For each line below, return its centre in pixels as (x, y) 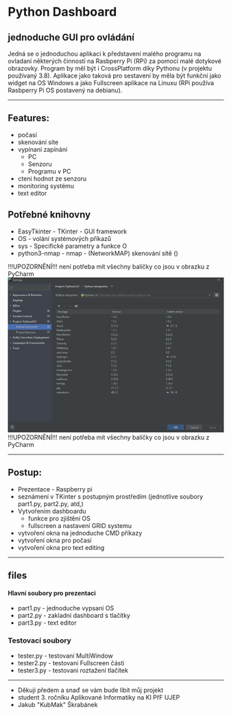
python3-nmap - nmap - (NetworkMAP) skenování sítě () (98, 253)
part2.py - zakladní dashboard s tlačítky (74, 616)
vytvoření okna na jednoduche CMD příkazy (80, 533)
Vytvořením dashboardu (52, 511)
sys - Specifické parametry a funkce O (72, 246)
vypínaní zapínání (42, 149)
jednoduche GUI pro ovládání (71, 37)
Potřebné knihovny (49, 215)
